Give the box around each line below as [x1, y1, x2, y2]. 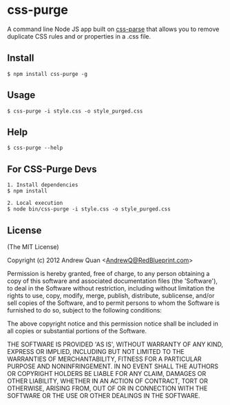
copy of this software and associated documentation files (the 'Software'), [7, 277, 218, 285]
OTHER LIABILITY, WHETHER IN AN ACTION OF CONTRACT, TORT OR [7, 377, 208, 385]
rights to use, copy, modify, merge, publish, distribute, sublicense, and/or [7, 292, 215, 299]
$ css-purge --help [7, 144, 63, 152]
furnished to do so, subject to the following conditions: [7, 306, 162, 314]
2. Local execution [7, 199, 63, 207]
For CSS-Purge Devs [7, 163, 98, 175]
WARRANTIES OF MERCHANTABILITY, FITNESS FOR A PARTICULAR [7, 355, 202, 363]
